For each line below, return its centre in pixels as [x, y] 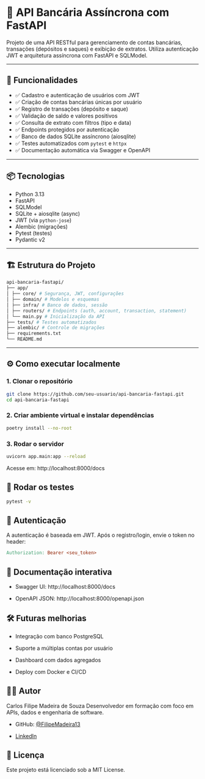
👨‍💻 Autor [24, 691]
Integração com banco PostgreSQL [59, 636]
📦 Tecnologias [36, 176]
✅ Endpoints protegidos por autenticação [67, 129]
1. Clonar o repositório [40, 382]
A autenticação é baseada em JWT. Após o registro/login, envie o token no [101, 535]
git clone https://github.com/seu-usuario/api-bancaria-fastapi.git [95, 394]
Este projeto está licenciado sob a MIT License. [66, 770]
